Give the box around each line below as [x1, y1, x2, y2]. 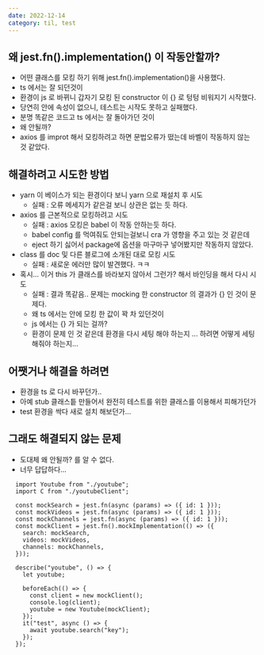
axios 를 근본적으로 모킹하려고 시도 [19, 210, 128, 220]
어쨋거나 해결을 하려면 [8, 364, 109, 377]
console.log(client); [29, 598, 101, 607]
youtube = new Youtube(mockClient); [29, 605, 151, 613]
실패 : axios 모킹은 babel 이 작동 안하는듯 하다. [31, 220, 177, 230]
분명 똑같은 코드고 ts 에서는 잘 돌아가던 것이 [19, 113, 155, 122]
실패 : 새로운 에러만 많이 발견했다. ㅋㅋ [31, 259, 151, 270]
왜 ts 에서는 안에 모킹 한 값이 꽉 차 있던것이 [31, 309, 164, 319]
